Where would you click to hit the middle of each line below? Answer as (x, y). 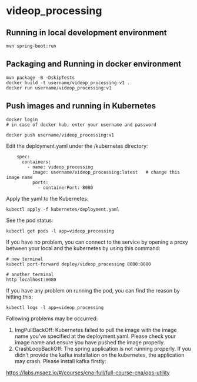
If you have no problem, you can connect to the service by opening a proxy (97, 242)
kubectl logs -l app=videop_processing (55, 307)
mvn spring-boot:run (31, 46)
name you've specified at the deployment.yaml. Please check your (95, 336)
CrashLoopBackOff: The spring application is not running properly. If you (103, 348)
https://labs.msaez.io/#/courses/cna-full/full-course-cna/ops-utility (88, 373)
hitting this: (20, 297)
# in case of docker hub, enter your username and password (81, 125)
